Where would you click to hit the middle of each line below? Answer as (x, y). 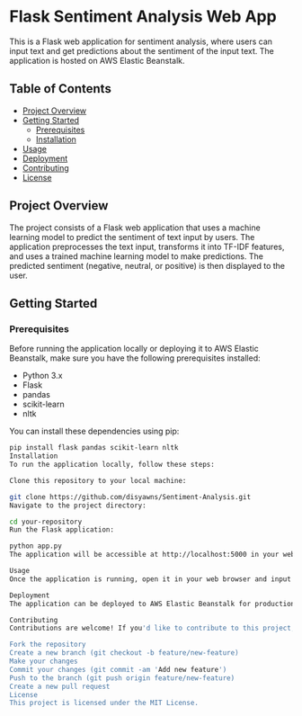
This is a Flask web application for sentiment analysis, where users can (141, 41)
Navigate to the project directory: (78, 506)
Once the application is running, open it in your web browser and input (151, 579)
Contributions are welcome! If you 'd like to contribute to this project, (152, 628)
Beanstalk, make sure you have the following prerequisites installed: (135, 358)
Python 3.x (42, 376)
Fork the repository (48, 645)
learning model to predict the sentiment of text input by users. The (132, 237)
